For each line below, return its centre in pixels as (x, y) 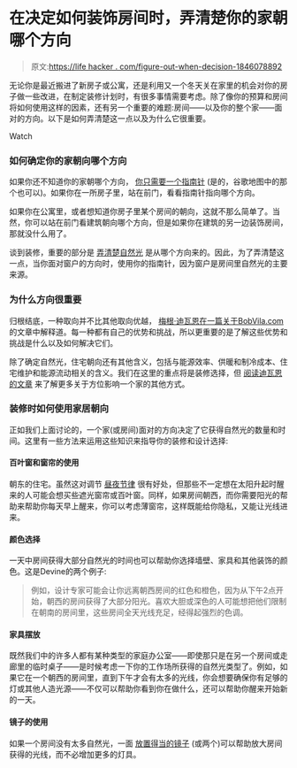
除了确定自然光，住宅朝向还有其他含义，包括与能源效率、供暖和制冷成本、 (145, 361)
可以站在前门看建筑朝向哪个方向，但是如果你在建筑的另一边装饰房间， (160, 223)
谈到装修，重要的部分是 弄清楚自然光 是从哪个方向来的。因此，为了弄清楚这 (147, 252)
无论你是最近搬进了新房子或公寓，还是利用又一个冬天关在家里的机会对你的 (145, 85)
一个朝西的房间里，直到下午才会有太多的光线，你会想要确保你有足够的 (160, 678)
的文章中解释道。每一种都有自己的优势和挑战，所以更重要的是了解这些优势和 (148, 332)
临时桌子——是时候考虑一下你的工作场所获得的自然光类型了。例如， (156, 667)
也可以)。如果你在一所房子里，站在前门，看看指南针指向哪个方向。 (138, 193)
